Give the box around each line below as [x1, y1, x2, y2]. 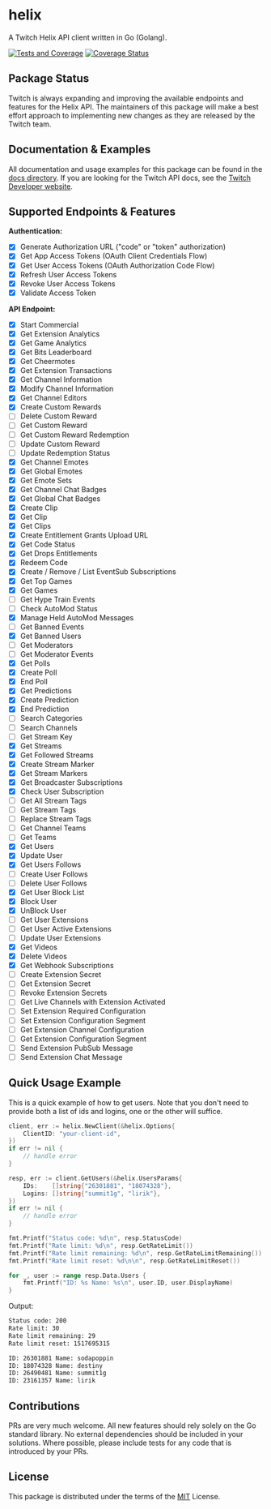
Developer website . [8, 181, 73, 191]
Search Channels [19, 722, 78, 732]
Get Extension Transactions [19, 366, 112, 375]
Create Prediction [19, 695, 79, 705]
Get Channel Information [19, 375, 103, 384]
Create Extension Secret [19, 970, 102, 980]
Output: [8, 1301, 34, 1311]
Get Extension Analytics [19, 328, 100, 338]
